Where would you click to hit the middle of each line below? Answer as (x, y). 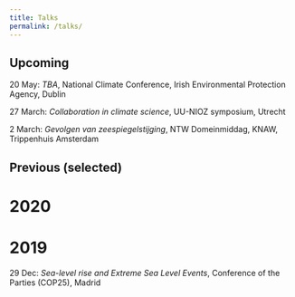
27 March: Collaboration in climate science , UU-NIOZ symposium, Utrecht (148, 112)
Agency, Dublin (38, 94)
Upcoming (39, 63)
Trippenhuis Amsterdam (54, 139)
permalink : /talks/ (46, 26)
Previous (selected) (66, 167)
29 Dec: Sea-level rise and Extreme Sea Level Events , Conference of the (145, 273)
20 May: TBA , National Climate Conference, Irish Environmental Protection (148, 85)
